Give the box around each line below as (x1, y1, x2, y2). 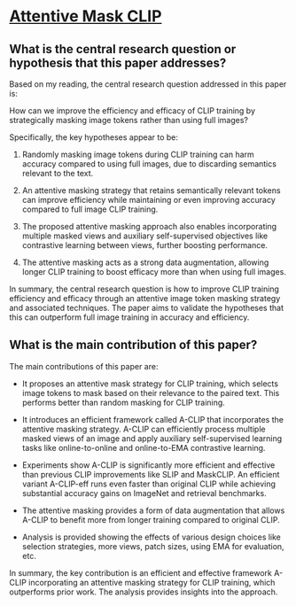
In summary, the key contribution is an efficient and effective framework (9, 567, 273, 578)
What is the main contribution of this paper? (9, 338, 258, 353)
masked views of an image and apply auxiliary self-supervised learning (21, 432, 283, 444)
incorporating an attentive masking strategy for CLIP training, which (27, 577, 276, 587)
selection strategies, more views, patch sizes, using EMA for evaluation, (21, 540, 285, 551)
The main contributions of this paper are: (9, 361, 159, 371)
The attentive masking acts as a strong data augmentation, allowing (21, 257, 269, 268)
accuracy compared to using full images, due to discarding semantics (21, 159, 277, 169)
